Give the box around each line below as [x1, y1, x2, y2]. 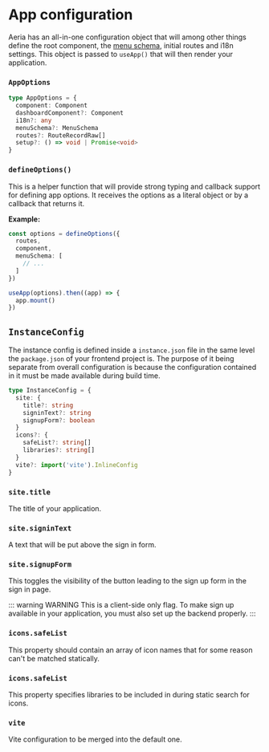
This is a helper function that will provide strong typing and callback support [8, 181, 261, 191]
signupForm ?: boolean [22, 416, 95, 425]
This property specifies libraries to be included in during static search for [8, 690, 251, 700]
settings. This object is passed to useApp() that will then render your [8, 49, 234, 59]
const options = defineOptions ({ [8, 230, 120, 238]
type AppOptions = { [8, 94, 78, 102]
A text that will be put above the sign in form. [8, 540, 157, 550]
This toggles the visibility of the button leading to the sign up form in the [8, 576, 247, 586]
